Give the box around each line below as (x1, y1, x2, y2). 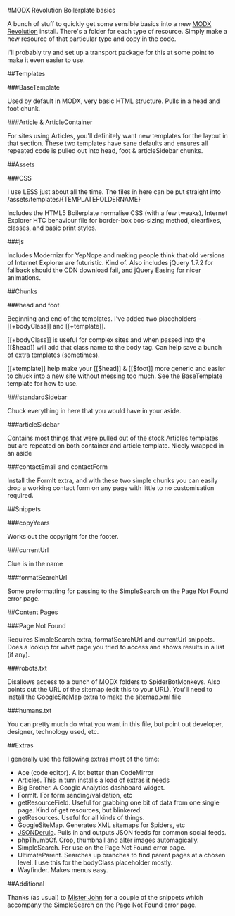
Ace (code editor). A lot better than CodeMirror (17, 769, 154, 776)
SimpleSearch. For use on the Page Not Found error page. (17, 843, 186, 852)
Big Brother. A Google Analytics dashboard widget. (17, 783, 165, 792)
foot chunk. (7, 104, 41, 112)
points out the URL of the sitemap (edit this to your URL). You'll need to (7, 685, 213, 693)
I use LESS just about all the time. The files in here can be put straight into (7, 188, 222, 196)
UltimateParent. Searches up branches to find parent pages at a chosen (17, 851, 226, 859)
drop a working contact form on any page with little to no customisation (7, 484, 215, 492)
